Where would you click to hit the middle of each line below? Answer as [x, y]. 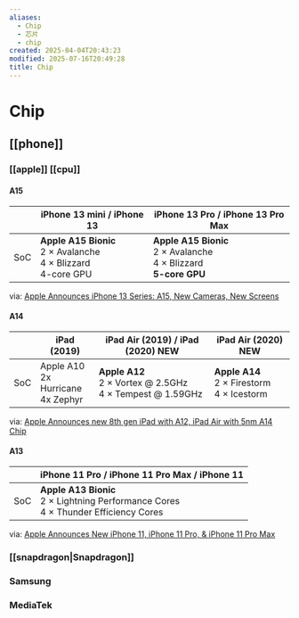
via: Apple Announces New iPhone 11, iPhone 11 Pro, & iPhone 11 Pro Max [142, 534]
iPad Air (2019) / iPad [152, 340]
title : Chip [31, 68]
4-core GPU [66, 274]
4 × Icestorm [241, 393]
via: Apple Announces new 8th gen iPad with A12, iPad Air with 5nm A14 [141, 421]
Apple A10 [62, 366]
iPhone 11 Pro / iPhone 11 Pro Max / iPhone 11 [141, 474]
